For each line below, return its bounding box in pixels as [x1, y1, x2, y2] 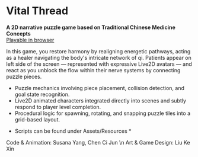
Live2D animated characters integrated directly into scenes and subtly [14, 97, 187, 104]
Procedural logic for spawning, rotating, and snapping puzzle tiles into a [14, 110, 191, 117]
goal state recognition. [14, 91, 70, 98]
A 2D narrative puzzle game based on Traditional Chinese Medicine [6, 24, 176, 31]
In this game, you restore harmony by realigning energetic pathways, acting [6, 47, 191, 55]
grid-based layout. [14, 116, 60, 123]
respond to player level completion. [14, 103, 101, 110]
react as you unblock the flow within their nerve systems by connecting [6, 66, 181, 73]
